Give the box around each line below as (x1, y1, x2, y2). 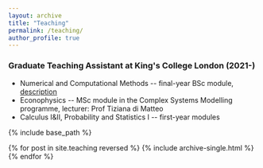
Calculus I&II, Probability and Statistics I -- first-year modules (19, 112, 220, 122)
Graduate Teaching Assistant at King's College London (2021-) (8, 61, 256, 72)
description (19, 87, 57, 96)
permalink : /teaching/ (8, 26, 83, 34)
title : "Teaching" (8, 19, 69, 27)
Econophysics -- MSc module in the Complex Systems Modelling (19, 95, 233, 104)
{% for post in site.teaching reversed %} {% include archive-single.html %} (8, 143, 254, 152)
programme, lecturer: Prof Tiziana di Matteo (19, 104, 164, 113)
